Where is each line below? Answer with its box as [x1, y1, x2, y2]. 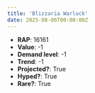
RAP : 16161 [17, 35, 49, 43]
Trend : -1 [17, 57, 44, 65]
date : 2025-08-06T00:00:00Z [7, 17, 89, 23]
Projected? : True [17, 65, 67, 73]
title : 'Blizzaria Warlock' [7, 10, 89, 17]
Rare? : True [17, 79, 51, 87]
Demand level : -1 [17, 50, 67, 59]
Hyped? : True [17, 72, 58, 80]
